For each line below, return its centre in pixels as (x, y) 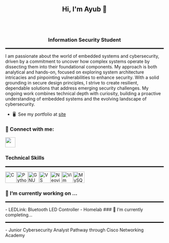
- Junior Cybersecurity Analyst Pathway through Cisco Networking (75, 230)
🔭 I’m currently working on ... (41, 193)
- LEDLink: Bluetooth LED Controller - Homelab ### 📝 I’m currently (74, 210)
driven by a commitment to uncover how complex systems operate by (77, 61)
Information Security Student (84, 40)
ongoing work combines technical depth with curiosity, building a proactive (83, 94)
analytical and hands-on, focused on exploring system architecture (75, 72)
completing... (19, 215)
